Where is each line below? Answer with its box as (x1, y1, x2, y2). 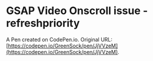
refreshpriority (6, 16, 80, 30)
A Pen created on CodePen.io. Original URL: (6, 36, 113, 43)
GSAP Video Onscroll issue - (6, 4, 148, 18)
